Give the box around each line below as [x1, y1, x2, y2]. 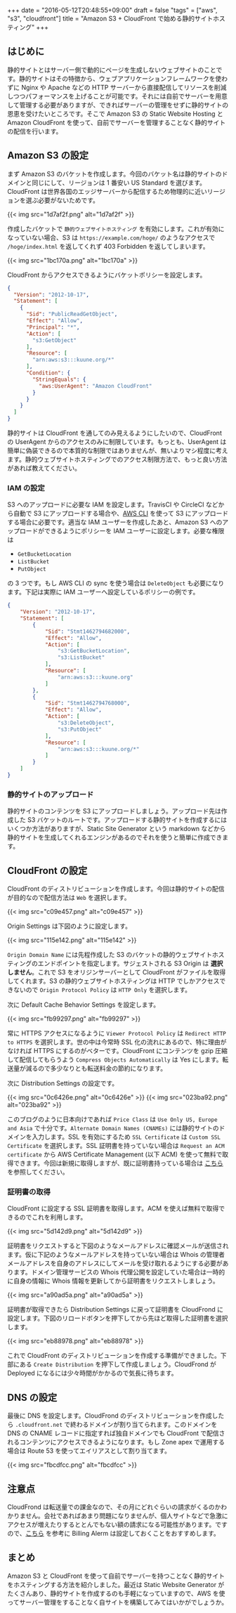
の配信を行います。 [7, 126, 63, 136]
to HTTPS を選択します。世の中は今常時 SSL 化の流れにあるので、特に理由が [7, 1038, 227, 1046]
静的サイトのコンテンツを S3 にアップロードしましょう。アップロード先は [7, 807, 221, 816]
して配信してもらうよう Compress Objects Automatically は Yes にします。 [7, 1055, 223, 1064]
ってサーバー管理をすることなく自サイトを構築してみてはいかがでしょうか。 [7, 1598, 228, 1606]
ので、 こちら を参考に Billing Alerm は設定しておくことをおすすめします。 [7, 1529, 220, 1537]
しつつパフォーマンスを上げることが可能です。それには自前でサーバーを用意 [7, 91, 228, 100]
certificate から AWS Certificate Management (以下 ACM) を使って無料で [7, 1150, 223, 1158]
